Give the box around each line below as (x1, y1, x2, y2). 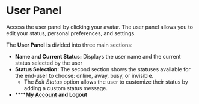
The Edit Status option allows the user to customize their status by (23, 78, 188, 85)
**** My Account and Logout (14, 91, 88, 98)
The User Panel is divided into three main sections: (6, 41, 133, 48)
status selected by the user (14, 59, 83, 66)
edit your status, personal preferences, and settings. (6, 29, 136, 36)
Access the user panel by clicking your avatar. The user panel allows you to (6, 23, 194, 30)
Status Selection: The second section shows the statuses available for (14, 65, 191, 72)
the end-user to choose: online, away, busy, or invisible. (14, 72, 154, 79)
